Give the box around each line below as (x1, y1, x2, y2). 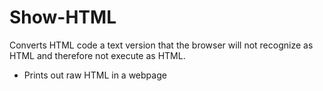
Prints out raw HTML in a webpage (23, 69, 167, 81)
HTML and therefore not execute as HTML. (9, 49, 186, 61)
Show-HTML (9, 6, 117, 29)
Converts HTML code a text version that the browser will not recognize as (9, 39, 314, 51)
